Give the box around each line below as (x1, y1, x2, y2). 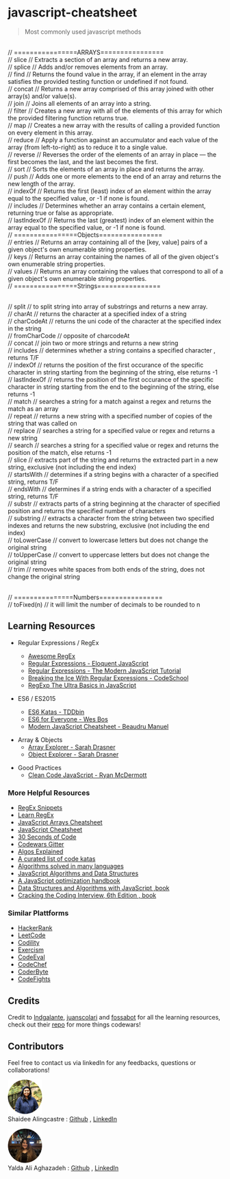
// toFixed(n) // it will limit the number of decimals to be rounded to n (8, 600, 201, 609)
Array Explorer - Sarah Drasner (27, 743, 116, 751)
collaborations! (8, 1066, 50, 1074)
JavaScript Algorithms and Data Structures (17, 869, 139, 877)
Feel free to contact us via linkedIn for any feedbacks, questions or (8, 1058, 196, 1066)
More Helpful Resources (8, 788, 90, 798)
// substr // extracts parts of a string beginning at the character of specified (8, 499, 220, 508)
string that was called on (8, 419, 77, 427)
